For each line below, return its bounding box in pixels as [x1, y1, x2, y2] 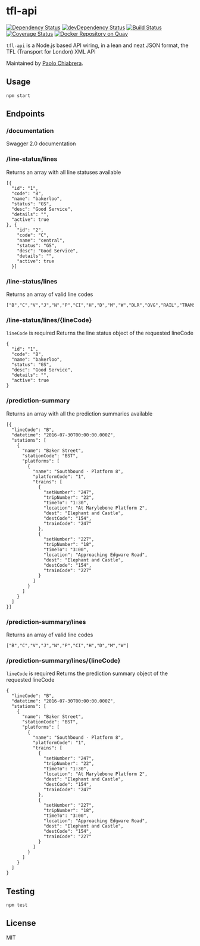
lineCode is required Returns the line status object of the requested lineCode [6, 329, 193, 337]
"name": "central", [17, 237, 65, 243]
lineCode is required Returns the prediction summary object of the [6, 670, 168, 677]
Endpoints [6, 109, 45, 119]
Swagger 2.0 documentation [6, 140, 76, 147]
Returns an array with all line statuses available [6, 168, 121, 176]
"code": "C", [17, 232, 49, 238]
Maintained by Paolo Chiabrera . [6, 60, 83, 67]
